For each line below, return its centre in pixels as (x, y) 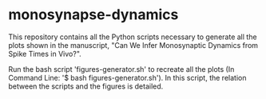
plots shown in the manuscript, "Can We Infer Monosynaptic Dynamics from (133, 45)
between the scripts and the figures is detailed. (86, 86)
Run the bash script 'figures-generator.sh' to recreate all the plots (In (121, 69)
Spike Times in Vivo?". (45, 53)
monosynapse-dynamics (93, 15)
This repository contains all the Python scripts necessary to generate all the (133, 37)
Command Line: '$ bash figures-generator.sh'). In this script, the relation (127, 77)
